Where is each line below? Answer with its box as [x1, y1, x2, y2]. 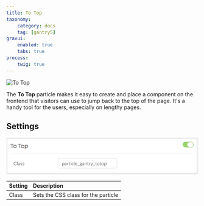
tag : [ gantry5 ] [17, 29, 56, 35]
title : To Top [6, 10, 43, 16]
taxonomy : [6, 16, 32, 23]
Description [32, 182, 64, 190]
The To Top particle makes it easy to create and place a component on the [6, 90, 194, 98]
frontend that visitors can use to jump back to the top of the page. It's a [6, 97, 186, 104]
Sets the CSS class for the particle [32, 191, 119, 198]
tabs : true [17, 49, 45, 55]
